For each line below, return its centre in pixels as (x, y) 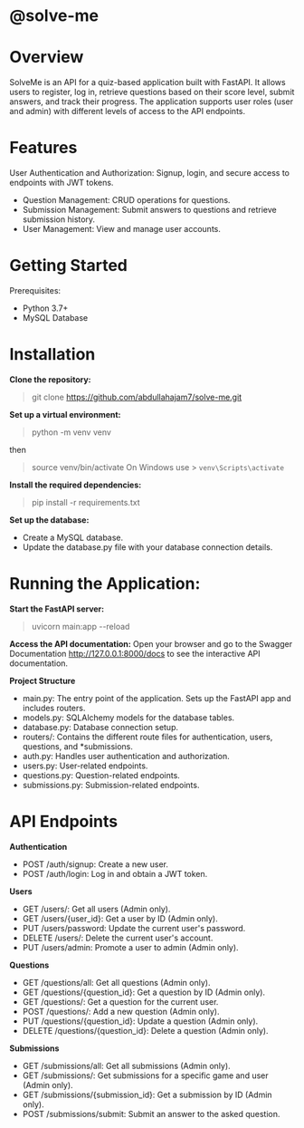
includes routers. (54, 708)
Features (43, 148)
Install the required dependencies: (76, 485)
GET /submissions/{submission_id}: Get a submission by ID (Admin (147, 1094)
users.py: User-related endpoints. (85, 766)
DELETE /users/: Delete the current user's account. (118, 938)
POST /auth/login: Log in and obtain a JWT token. (115, 873)
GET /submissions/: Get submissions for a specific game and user (145, 1075)
